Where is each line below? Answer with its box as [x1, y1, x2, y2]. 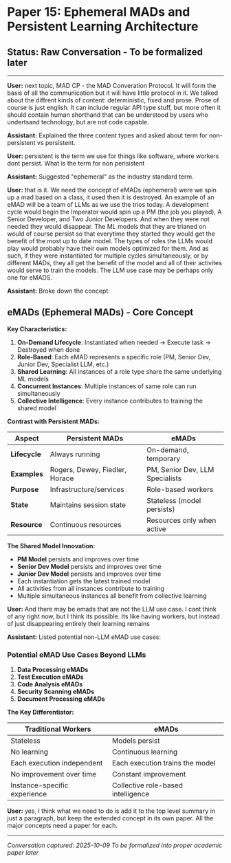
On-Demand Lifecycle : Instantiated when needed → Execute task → [16, 338, 211, 346]
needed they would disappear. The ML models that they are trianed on [7, 223, 206, 230]
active [146, 524, 166, 533]
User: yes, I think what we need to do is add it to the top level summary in [7, 807, 215, 815]
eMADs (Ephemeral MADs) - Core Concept [7, 306, 194, 318]
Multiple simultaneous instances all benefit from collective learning [16, 592, 207, 600]
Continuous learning [112, 747, 177, 756]
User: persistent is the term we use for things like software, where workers [7, 152, 219, 160]
